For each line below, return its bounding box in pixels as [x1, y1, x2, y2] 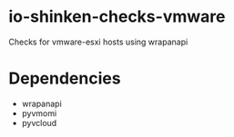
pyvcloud [21, 117, 57, 128]
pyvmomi [21, 107, 57, 119]
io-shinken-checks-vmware [8, 6, 226, 27]
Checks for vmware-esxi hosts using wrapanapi [8, 36, 188, 47]
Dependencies [8, 68, 121, 89]
